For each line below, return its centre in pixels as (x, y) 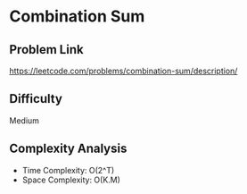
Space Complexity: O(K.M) (71, 180)
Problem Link (46, 50)
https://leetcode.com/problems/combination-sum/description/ (123, 71)
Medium (25, 120)
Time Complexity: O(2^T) (68, 170)
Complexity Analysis (68, 149)
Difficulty (36, 99)
